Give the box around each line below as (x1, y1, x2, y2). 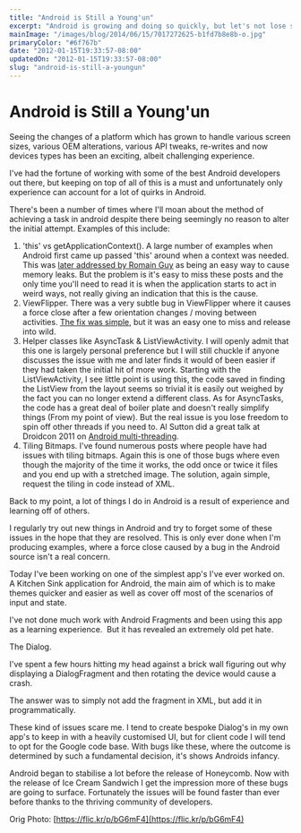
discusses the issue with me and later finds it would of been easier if (21, 355, 276, 365)
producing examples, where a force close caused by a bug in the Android (9, 541, 280, 552)
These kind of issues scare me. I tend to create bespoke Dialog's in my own (9, 722, 288, 733)
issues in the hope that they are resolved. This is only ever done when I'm (9, 532, 281, 543)
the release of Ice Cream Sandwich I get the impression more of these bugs (9, 777, 288, 788)
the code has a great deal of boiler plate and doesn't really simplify (21, 402, 270, 413)
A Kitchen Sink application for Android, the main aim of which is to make (9, 578, 276, 588)
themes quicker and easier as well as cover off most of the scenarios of (9, 588, 274, 598)
